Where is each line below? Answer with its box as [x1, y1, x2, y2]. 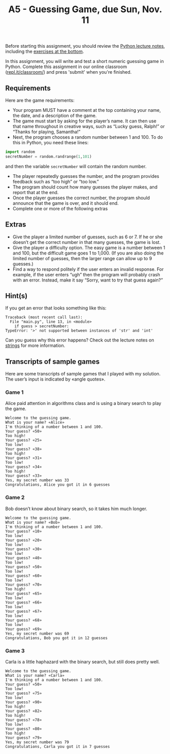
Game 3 [5, 647, 25, 654]
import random [5, 149, 36, 154]
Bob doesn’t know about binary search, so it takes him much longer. [5, 506, 148, 512]
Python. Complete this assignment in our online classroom [5, 64, 127, 70]
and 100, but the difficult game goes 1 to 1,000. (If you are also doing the [12, 250, 164, 256]
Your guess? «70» [5, 582, 42, 587]
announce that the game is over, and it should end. [12, 200, 119, 206]
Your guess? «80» [5, 727, 42, 732]
